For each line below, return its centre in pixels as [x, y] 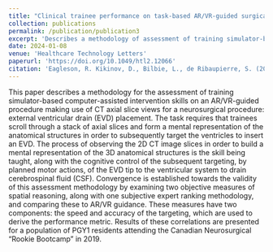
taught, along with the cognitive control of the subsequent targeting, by [128, 161]
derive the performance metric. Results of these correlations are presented [134, 221]
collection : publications [52, 24]
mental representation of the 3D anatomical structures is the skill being [127, 152]
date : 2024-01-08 [38, 46]
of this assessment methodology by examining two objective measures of [132, 187]
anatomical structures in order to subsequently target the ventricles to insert [136, 135]
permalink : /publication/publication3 [74, 31]
